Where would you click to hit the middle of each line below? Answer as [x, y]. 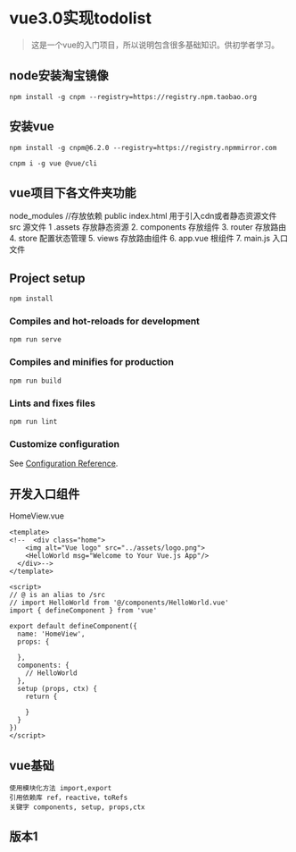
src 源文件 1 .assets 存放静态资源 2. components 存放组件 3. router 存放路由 [148, 227]
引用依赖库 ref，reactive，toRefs [69, 797]
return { [41, 697]
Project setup [48, 278]
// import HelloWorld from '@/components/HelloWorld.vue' [119, 603]
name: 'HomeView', [52, 634]
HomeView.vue [37, 516]
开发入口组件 [45, 494]
